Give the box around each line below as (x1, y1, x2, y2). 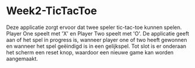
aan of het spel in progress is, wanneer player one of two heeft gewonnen (6, 36, 187, 43)
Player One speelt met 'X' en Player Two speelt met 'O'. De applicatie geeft (6, 30, 189, 37)
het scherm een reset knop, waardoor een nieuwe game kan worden (6, 48, 174, 56)
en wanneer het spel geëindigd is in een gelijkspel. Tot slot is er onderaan (6, 43, 187, 50)
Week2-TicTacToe (6, 4, 97, 18)
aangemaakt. (6, 55, 39, 62)
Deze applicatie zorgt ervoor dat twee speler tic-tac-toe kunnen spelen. (6, 24, 183, 31)
